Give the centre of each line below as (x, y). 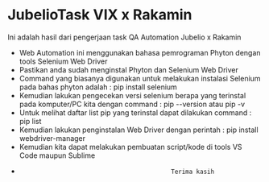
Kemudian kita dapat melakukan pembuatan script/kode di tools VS (130, 147)
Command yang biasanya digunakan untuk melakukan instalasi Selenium (140, 78)
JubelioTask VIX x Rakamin (100, 15)
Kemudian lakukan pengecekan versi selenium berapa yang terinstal (132, 95)
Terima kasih (193, 172)
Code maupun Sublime (57, 155)
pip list (30, 121)
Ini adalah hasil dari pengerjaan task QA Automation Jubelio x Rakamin (124, 37)
